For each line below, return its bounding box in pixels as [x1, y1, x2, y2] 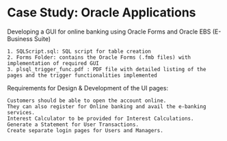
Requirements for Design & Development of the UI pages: [7, 84, 169, 92]
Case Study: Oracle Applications [7, 5, 196, 21]
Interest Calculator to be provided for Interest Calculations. [7, 115, 194, 122]
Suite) [34, 34, 51, 42]
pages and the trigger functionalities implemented [7, 72, 157, 79]
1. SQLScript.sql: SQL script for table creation [7, 48, 152, 55]
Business [7, 34, 33, 42]
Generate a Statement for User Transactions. [7, 121, 139, 128]
